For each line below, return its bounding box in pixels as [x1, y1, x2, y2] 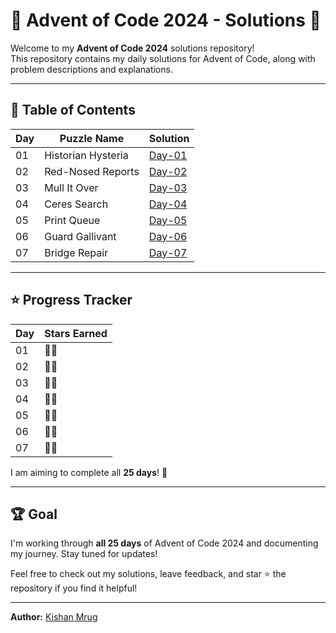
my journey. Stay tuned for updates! [10, 548, 158, 560]
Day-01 [148, 148, 188, 162]
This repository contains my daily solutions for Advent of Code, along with [10, 52, 316, 64]
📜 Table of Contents [10, 102, 136, 119]
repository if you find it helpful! [10, 582, 138, 594]
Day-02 [148, 164, 188, 178]
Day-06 [148, 229, 188, 243]
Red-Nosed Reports [44, 164, 140, 178]
